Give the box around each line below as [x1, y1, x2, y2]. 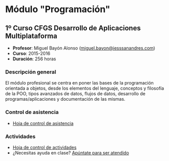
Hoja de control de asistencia [12, 120, 74, 126]
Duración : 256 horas [12, 56, 57, 62]
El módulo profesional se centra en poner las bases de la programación [5, 80, 154, 86]
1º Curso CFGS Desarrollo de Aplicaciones [5, 24, 141, 32]
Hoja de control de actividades [12, 144, 77, 150]
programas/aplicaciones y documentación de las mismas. [5, 96, 125, 102]
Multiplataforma [5, 31, 57, 40]
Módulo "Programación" [5, 4, 110, 15]
